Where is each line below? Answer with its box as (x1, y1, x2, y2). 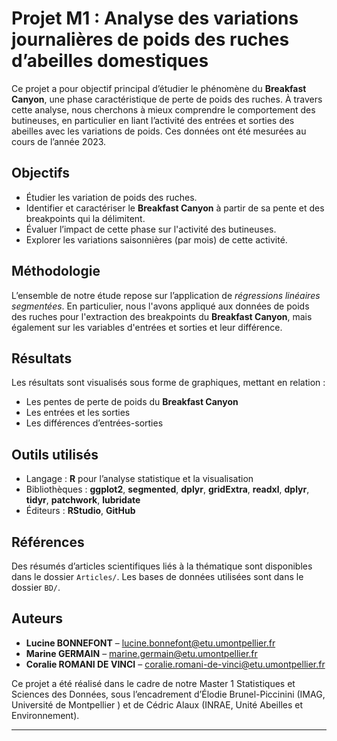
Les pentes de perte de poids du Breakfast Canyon (25, 396, 239, 408)
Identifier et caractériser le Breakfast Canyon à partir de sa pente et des (25, 202, 325, 214)
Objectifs (11, 165, 71, 182)
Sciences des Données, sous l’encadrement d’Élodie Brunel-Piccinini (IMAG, (11, 688, 326, 700)
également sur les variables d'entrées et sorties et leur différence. (11, 321, 283, 333)
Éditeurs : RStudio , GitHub (25, 505, 136, 517)
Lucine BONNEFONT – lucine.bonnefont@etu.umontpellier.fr (25, 637, 276, 649)
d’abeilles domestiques (11, 50, 209, 72)
